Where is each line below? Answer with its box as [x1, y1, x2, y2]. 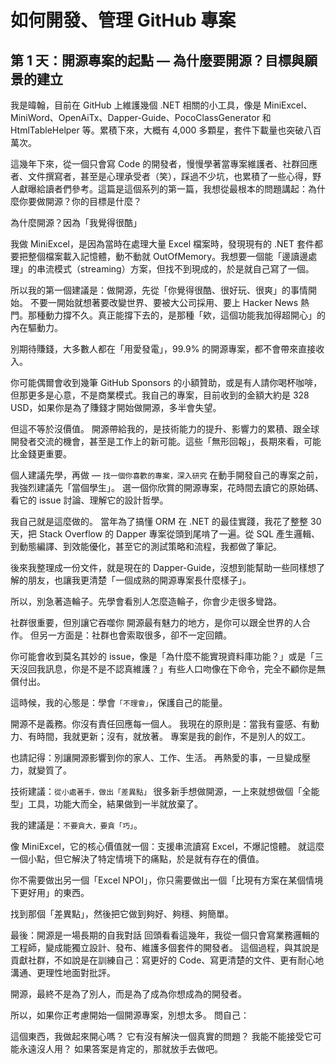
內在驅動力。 [10, 322, 63, 333]
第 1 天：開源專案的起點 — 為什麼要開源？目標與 [10, 52, 305, 69]
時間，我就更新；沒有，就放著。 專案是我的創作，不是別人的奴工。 [36, 731, 311, 742]
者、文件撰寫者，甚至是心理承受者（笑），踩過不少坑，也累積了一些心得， [10, 171, 313, 182]
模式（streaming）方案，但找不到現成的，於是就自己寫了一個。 [53, 263, 315, 275]
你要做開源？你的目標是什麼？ [18, 196, 142, 207]
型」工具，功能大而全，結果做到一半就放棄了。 [10, 798, 203, 810]
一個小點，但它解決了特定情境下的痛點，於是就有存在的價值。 [10, 853, 265, 865]
